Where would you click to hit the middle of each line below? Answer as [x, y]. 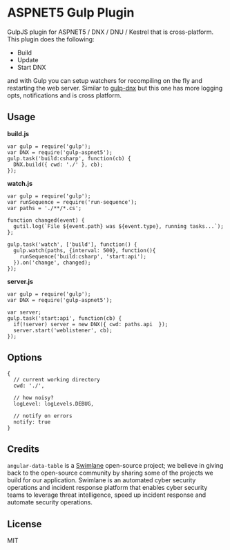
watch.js [20, 183]
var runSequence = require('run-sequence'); [72, 202]
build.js [18, 133]
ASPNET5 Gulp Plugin [71, 13]
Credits [23, 449]
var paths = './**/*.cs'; [44, 208]
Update [28, 59]
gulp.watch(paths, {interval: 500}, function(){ [85, 250]
